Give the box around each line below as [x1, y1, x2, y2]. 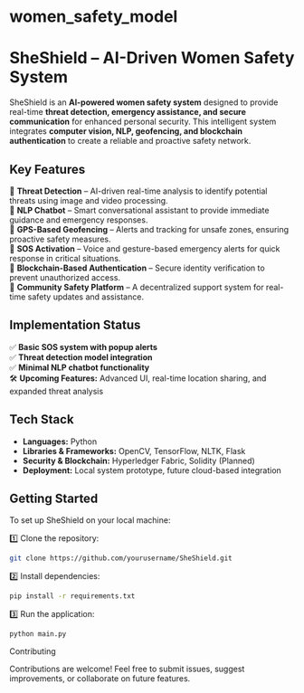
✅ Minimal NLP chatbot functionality [9, 362, 150, 373]
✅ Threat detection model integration [9, 351, 153, 363]
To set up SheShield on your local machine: [9, 515, 171, 526]
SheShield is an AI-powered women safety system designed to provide [9, 97, 279, 108]
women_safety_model [9, 6, 178, 27]
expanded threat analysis [9, 385, 104, 396]
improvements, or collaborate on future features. [9, 673, 191, 684]
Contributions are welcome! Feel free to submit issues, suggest [9, 663, 245, 674]
